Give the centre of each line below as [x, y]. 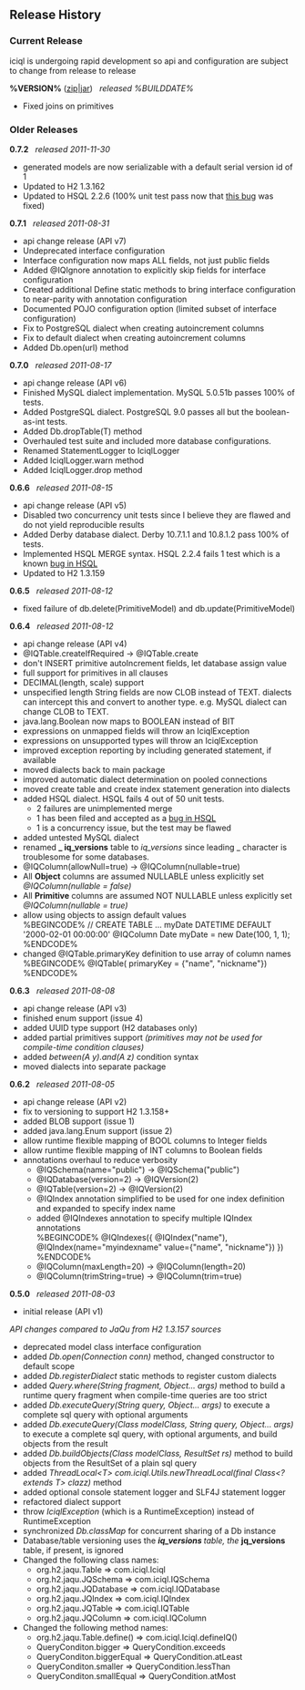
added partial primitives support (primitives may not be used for [142, 1037]
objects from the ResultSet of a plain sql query [110, 1463]
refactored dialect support [71, 1501]
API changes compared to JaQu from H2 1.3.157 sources [115, 1329]
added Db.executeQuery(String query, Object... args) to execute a [146, 1405]
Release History [56, 15]
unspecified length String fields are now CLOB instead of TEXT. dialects [157, 692]
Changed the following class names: [91, 1560]
